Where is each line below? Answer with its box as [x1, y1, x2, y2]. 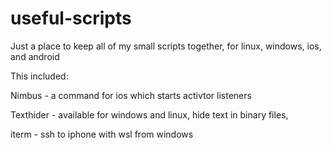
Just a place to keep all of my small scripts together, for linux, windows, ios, [10, 40, 322, 52]
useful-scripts [10, 7, 132, 30]
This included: [10, 70, 69, 82]
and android [10, 50, 60, 62]
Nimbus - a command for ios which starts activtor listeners [10, 89, 252, 101]
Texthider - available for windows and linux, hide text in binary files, [10, 108, 289, 121]
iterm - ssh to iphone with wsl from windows [10, 128, 194, 140]
